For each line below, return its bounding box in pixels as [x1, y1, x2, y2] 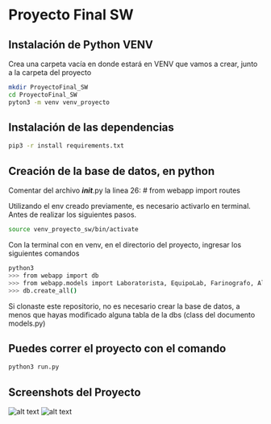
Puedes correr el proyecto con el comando [8, 341, 227, 355]
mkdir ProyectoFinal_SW [8, 83, 89, 91]
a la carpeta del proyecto [8, 68, 92, 77]
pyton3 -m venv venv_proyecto [8, 98, 110, 106]
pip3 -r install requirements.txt [8, 142, 125, 150]
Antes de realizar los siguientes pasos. [8, 210, 137, 219]
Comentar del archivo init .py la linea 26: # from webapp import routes [8, 185, 240, 195]
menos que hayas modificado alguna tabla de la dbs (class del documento [8, 310, 256, 319]
